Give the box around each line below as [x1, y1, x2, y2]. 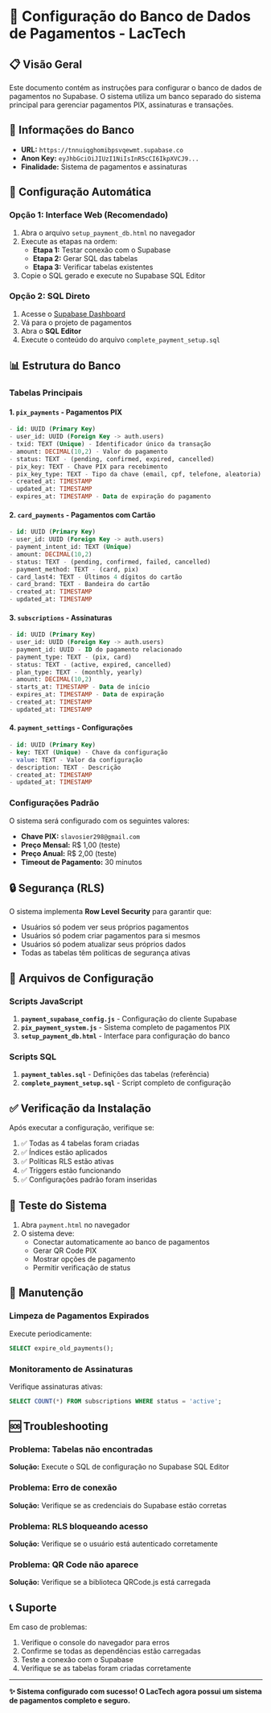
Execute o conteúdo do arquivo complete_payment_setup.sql [20, 335, 220, 344]
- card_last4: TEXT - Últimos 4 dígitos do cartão [9, 572, 183, 581]
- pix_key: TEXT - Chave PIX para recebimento [9, 463, 168, 471]
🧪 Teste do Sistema [9, 1199, 108, 1212]
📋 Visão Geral [9, 57, 83, 71]
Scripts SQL [9, 1051, 57, 1062]
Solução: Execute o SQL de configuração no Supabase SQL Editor [9, 1462, 230, 1472]
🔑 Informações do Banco [9, 123, 135, 137]
